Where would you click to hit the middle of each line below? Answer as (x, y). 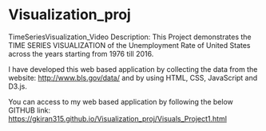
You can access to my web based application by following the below (121, 101)
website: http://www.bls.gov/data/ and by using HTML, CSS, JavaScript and (133, 77)
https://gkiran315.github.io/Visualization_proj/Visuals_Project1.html (118, 118)
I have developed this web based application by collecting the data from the (133, 69)
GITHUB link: (29, 110)
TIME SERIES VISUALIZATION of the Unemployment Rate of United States (129, 45)
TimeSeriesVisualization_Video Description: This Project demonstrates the (130, 37)
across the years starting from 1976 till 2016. (81, 54)
